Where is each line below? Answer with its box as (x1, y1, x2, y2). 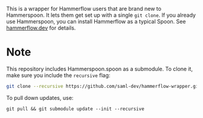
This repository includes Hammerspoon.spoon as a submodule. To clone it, (6, 65, 193, 72)
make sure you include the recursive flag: (6, 72, 111, 79)
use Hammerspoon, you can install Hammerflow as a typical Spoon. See (6, 18, 186, 25)
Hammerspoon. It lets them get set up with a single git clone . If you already (6, 11, 196, 19)
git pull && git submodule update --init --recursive (6, 105, 145, 112)
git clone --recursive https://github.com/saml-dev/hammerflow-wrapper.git (6, 83, 201, 89)
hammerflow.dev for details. (6, 24, 76, 31)
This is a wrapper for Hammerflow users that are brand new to (6, 5, 162, 12)
